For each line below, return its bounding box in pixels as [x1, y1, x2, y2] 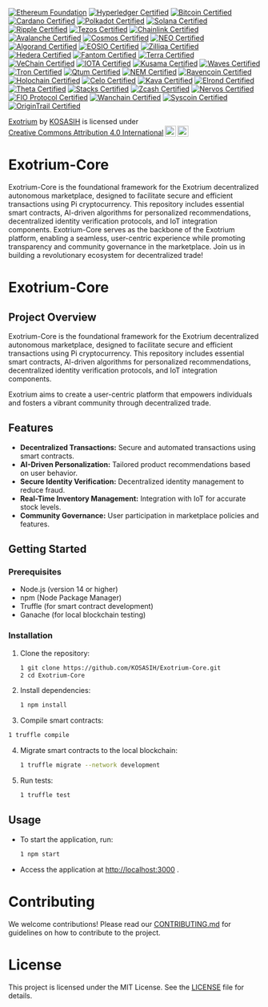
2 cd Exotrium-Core [19, 671, 86, 679]
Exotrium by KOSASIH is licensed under [8, 117, 139, 126]
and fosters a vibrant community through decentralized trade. [8, 397, 212, 408]
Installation [8, 630, 54, 641]
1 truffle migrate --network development [19, 761, 161, 769]
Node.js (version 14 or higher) [19, 585, 118, 594]
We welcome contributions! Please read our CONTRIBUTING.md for [8, 919, 232, 928]
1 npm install [19, 701, 67, 709]
